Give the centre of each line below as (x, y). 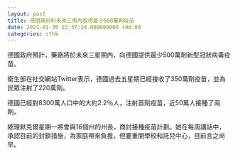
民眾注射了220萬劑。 (38, 88)
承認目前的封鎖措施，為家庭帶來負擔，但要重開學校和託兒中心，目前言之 (113, 136)
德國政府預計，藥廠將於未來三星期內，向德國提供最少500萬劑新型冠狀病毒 (116, 55)
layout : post (27, 14)
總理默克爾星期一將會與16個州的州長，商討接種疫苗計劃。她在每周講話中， (117, 127)
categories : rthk (33, 34)
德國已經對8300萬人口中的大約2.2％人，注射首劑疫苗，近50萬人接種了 (111, 103)
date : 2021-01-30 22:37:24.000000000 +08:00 (74, 27)
